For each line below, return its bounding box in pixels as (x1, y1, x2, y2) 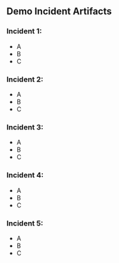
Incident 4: (6, 170, 44, 180)
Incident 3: (6, 122, 44, 131)
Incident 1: (6, 26, 42, 36)
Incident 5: (6, 218, 44, 228)
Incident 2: (6, 74, 44, 84)
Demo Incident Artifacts (6, 6, 112, 17)
